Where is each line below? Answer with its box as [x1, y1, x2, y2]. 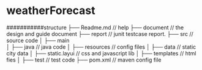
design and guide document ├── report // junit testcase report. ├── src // [6, 30, 194, 37]
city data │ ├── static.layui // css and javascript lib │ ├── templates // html [6, 49, 196, 57]
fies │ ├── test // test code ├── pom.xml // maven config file [6, 56, 162, 63]
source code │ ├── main [6, 37, 70, 44]
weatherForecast [6, 4, 96, 18]
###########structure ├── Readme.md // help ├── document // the [6, 24, 184, 31]
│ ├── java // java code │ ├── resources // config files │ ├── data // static [6, 43, 196, 51]
